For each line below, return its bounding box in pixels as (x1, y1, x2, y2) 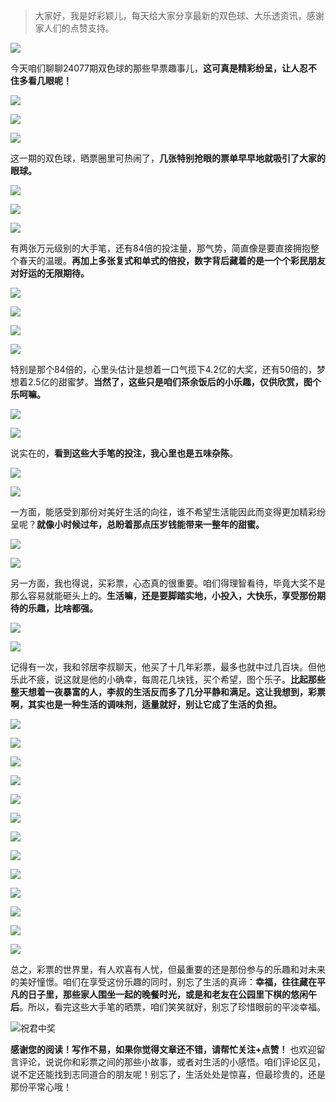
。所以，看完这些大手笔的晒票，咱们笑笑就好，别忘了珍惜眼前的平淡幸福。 (19, 1001, 326, 1013)
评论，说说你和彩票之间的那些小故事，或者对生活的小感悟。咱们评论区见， (18, 1056, 326, 1068)
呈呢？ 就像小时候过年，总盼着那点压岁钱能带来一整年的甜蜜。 (10, 519, 265, 530)
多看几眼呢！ (18, 75, 72, 86)
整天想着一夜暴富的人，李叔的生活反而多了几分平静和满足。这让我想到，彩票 (10, 686, 326, 698)
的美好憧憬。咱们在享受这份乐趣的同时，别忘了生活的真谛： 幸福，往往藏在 (10, 976, 317, 988)
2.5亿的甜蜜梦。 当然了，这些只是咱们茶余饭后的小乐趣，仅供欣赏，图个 (27, 376, 322, 388)
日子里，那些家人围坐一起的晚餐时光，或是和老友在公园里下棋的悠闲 (27, 989, 308, 1000)
